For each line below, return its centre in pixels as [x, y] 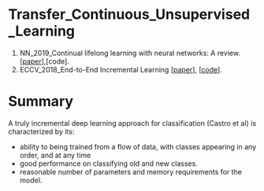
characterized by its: [41, 131]
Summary [41, 102]
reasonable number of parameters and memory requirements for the [131, 171]
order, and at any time [55, 155]
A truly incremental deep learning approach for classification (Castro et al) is [132, 123]
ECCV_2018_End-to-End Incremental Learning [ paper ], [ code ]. [121, 69]
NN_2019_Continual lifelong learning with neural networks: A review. [130, 53]
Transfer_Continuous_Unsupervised [129, 15]
